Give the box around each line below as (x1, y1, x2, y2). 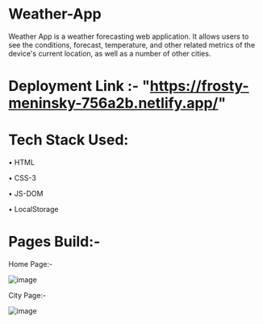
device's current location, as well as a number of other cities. (8, 48, 211, 58)
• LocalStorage (8, 205, 59, 214)
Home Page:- (8, 260, 53, 268)
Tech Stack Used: (8, 131, 129, 149)
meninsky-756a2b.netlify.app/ (8, 94, 219, 113)
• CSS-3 (8, 173, 36, 183)
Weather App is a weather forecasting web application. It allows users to (8, 31, 249, 41)
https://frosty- (149, 77, 249, 95)
